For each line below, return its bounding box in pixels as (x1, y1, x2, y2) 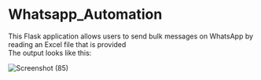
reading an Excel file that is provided (8, 39, 127, 49)
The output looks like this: (8, 48, 92, 57)
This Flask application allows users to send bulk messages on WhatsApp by (8, 31, 254, 41)
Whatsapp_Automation (8, 5, 163, 24)
